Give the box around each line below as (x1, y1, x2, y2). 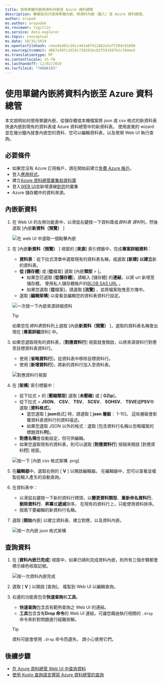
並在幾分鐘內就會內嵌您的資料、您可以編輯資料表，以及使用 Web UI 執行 (5, 129, 149, 135)
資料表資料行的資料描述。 (31, 417, 82, 423)
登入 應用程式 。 (12, 171, 42, 177)
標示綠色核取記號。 (12, 563, 51, 569)
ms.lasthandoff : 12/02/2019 (5, 61, 62, 66)
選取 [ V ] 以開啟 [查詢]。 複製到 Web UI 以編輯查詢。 (12, 584, 118, 590)
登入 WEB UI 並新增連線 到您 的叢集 (12, 183, 79, 189)
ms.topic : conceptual (5, 35, 49, 39)
